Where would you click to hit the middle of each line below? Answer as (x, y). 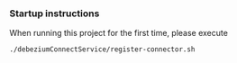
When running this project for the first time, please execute (118, 33)
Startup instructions (55, 13)
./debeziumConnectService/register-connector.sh (102, 49)
